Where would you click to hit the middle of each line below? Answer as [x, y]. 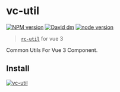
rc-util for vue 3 [42, 38]
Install [18, 69]
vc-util [23, 11]
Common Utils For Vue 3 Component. [52, 50]
